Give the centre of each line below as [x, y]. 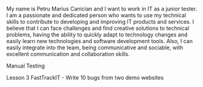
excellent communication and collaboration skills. [68, 54]
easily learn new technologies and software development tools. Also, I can [100, 41]
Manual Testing [26, 66]
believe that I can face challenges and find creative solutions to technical [98, 28]
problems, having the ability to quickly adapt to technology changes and [97, 35]
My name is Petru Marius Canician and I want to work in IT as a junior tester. [102, 9]
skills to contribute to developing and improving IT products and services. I [100, 22]
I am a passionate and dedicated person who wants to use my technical [96, 15]
